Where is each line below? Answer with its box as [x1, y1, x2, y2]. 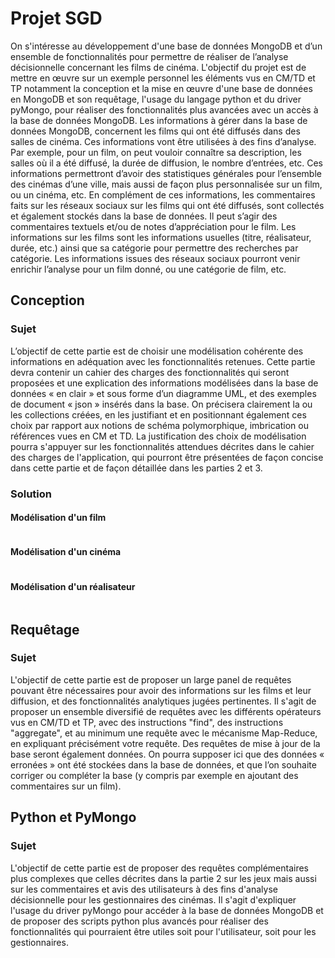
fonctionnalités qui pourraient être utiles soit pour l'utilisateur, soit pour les [10, 925, 317, 937]
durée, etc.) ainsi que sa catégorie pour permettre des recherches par [10, 242, 299, 254]
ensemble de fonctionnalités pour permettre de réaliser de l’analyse [10, 50, 289, 62]
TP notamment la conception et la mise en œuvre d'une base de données [10, 82, 313, 94]
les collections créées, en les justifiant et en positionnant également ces [10, 408, 307, 421]
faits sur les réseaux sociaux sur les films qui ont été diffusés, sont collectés [10, 199, 325, 211]
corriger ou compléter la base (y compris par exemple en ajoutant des [10, 769, 299, 781]
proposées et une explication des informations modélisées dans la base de [10, 377, 319, 389]
